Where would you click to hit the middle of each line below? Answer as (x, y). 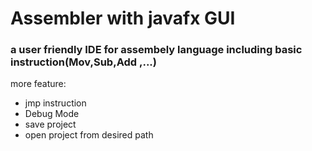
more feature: (38, 84)
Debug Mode (52, 114)
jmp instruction (55, 103)
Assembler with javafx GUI (123, 18)
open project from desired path (89, 135)
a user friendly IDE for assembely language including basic (156, 50)
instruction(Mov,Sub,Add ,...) (83, 62)
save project (50, 124)
